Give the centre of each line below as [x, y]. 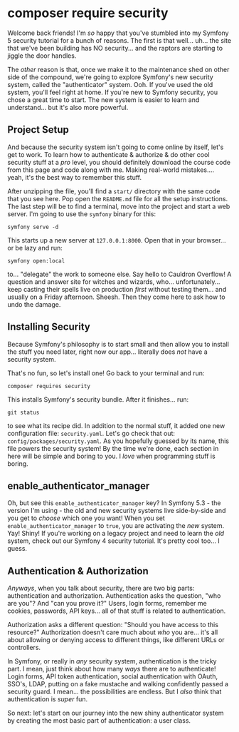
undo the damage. [34, 304]
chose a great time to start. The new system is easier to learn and [103, 100]
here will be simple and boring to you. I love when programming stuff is [111, 456]
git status [23, 412]
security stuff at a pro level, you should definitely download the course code [119, 162]
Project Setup [38, 130]
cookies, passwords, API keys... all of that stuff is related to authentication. [117, 611]
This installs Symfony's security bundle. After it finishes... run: [98, 399]
